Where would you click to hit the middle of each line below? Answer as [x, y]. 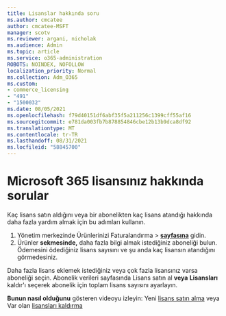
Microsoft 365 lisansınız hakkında [105, 181]
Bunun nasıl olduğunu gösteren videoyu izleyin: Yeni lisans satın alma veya [114, 298]
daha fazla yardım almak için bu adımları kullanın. [76, 222]
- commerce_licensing [38, 90]
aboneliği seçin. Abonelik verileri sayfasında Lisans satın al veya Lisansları [112, 278]
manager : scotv [29, 33]
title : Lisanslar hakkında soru [53, 13]
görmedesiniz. [37, 257]
